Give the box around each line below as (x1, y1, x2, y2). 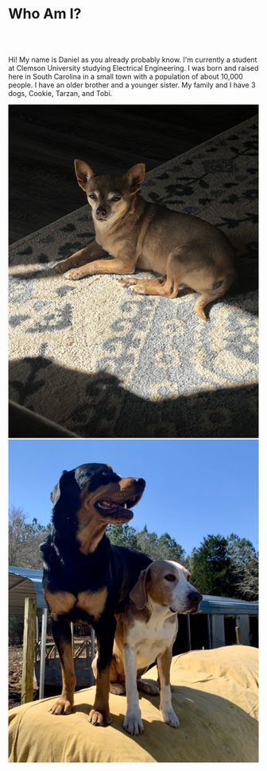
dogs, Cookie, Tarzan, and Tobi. (8, 88, 113, 98)
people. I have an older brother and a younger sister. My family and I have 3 (8, 80, 256, 90)
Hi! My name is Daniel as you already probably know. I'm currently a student (8, 55, 257, 64)
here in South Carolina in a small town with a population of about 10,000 (8, 71, 244, 81)
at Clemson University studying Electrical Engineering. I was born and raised (8, 63, 259, 72)
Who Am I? (8, 5, 82, 23)
